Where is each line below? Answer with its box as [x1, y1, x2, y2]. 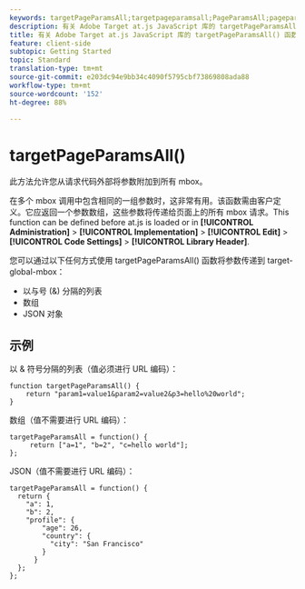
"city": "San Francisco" [49, 540, 144, 549]
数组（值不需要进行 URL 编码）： [9, 414, 130, 425]
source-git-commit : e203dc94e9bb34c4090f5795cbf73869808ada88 [9, 73, 250, 82]
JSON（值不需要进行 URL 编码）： [9, 465, 135, 477]
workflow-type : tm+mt [9, 81, 92, 90]
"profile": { [25, 515, 75, 525]
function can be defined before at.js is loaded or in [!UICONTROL [9, 217, 254, 228]
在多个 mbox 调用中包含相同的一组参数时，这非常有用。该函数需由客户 [9, 195, 274, 206]
